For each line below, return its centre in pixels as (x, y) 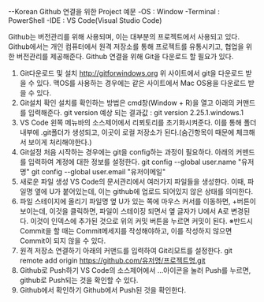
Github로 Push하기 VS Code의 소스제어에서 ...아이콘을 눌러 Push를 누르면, (135, 270)
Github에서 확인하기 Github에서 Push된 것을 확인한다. (103, 290)
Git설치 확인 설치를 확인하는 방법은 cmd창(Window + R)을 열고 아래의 (127, 103)
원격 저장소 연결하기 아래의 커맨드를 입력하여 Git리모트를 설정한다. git (126, 250)
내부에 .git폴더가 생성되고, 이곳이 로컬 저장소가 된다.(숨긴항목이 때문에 (127, 132)
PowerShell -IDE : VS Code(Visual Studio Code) (85, 21)
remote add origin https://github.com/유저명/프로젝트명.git (113, 260)
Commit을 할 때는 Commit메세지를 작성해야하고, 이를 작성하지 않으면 (126, 231)
